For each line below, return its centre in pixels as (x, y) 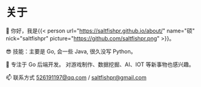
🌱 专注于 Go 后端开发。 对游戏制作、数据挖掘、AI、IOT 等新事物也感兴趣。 (100, 64)
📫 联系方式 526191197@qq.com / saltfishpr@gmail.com (76, 77)
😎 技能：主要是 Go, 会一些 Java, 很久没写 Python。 (71, 51)
